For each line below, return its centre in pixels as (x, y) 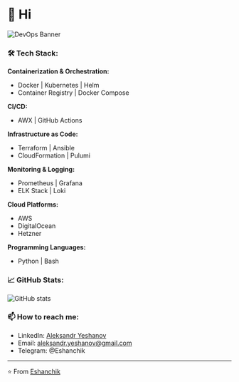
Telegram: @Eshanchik (51, 350)
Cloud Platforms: (33, 205)
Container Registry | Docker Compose (73, 93)
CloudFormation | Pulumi (54, 155)
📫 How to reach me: (43, 317)
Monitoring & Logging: (41, 170)
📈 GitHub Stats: (36, 280)
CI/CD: (17, 107)
